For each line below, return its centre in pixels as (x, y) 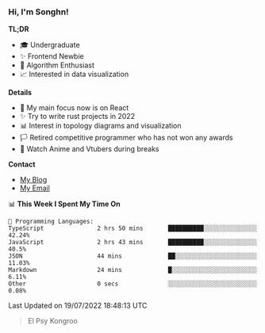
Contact (22, 164)
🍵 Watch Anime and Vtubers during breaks (89, 149)
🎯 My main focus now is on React (74, 108)
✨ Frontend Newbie (52, 56)
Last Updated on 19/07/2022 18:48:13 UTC (78, 306)
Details (20, 93)
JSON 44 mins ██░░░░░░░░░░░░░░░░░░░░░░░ (133, 256)
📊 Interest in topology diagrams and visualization (100, 126)
